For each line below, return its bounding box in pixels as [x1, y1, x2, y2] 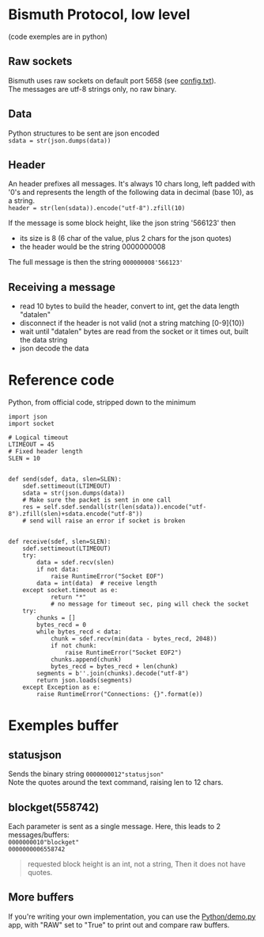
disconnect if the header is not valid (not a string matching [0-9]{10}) [19, 319, 245, 328]
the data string [19, 335, 68, 345]
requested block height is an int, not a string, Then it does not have [27, 859, 247, 869]
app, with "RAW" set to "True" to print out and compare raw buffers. [8, 920, 230, 929]
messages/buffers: [8, 830, 70, 839]
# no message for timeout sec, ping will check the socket [50, 600, 249, 608]
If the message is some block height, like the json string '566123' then [8, 218, 236, 228]
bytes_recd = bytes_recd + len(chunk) [50, 663, 179, 671]
